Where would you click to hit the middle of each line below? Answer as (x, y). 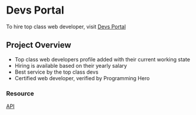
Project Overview (39, 45)
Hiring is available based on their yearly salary (71, 65)
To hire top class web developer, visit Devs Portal (66, 27)
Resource (20, 93)
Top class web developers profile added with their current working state (102, 59)
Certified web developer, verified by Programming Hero (82, 78)
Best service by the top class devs (56, 72)
